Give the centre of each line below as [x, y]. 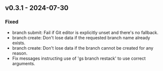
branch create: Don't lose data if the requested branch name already [81, 37]
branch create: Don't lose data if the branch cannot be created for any [83, 48]
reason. [20, 53]
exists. [19, 43]
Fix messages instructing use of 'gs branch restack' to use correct [79, 58]
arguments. [24, 63]
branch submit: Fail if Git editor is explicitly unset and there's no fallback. [85, 32]
